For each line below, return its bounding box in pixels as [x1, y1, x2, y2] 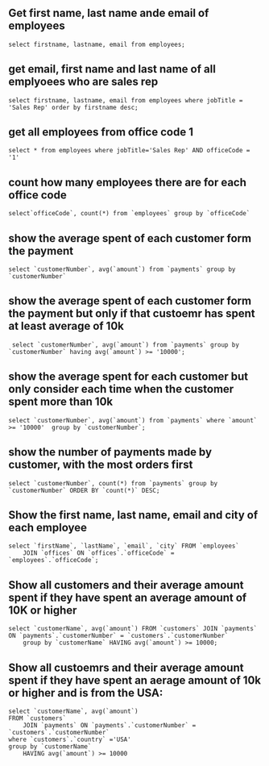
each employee [8, 520, 87, 535]
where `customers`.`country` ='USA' [8, 735, 131, 743]
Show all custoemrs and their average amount [8, 660, 244, 674]
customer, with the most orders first [8, 458, 193, 472]
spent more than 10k [8, 395, 114, 409]
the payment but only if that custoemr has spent [8, 306, 255, 321]
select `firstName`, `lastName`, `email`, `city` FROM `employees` [8, 542, 240, 551]
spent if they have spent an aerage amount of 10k [8, 673, 262, 687]
